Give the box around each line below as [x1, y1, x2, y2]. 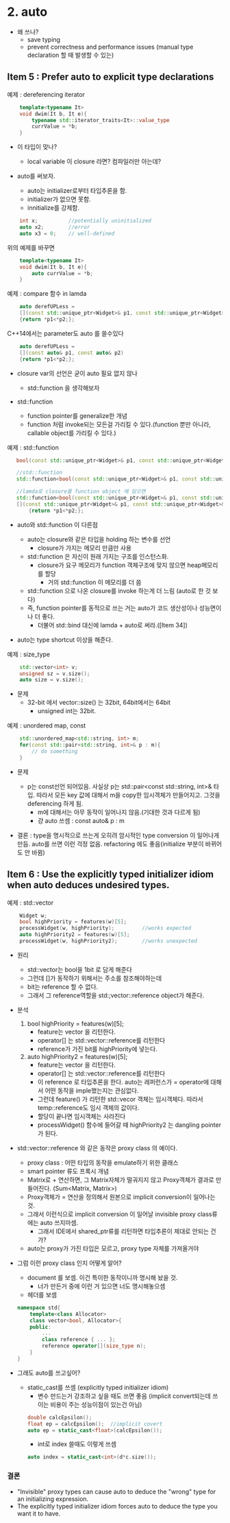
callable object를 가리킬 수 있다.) [27, 428, 116, 437]
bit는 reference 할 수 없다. [27, 982, 99, 990]
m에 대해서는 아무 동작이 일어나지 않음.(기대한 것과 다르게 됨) [37, 808, 201, 816]
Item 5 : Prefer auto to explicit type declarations [7, 71, 214, 83]
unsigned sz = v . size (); [19, 670, 90, 677]
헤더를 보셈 [27, 1290, 57, 1299]
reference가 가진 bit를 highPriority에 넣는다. [37, 1045, 157, 1053]
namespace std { [16, 1304, 61, 1311]
